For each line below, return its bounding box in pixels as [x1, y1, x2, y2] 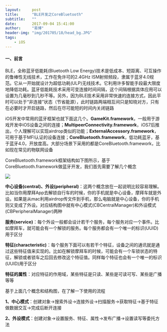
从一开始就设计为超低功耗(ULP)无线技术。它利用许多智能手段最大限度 [18, 80, 161, 86]
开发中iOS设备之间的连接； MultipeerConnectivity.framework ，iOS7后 [9, 121, 156, 127]
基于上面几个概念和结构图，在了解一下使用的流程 [5, 288, 105, 294]
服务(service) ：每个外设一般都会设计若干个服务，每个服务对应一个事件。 [5, 219, 155, 224]
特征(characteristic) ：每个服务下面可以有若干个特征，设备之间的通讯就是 [5, 242, 156, 248]
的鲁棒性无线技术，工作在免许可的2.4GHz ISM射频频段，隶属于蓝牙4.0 [5, 74, 150, 80]
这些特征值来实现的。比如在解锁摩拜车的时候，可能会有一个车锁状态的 [9, 248, 153, 254]
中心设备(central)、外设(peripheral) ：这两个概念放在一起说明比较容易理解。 [5, 183, 162, 189]
